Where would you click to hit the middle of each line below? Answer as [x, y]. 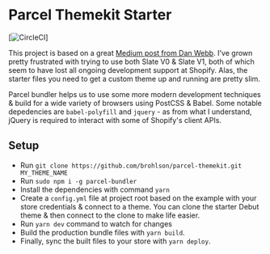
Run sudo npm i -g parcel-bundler [78, 180]
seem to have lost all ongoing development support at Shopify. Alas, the [128, 70]
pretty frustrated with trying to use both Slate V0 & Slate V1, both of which [131, 61]
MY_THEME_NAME [44, 173]
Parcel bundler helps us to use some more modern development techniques [135, 94]
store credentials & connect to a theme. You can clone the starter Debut [139, 206]
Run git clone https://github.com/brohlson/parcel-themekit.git [131, 165]
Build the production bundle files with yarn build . [102, 232]
